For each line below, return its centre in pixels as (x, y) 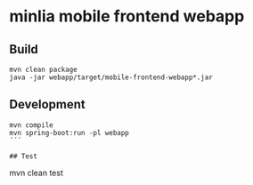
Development (48, 105)
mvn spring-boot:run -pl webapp (69, 133)
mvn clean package (43, 69)
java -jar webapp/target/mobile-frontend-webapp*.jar (111, 77)
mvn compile (31, 125)
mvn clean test (37, 173)
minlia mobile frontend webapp (127, 16)
